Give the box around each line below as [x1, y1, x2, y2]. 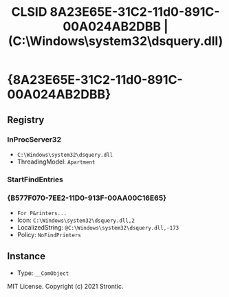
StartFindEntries [7, 175, 64, 184]
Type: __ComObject [17, 269, 69, 277]
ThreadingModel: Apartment [17, 157, 96, 166]
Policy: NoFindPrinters [17, 231, 81, 239]
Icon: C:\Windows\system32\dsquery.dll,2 [17, 216, 135, 224]
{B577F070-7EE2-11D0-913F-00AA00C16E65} [7, 193, 167, 203]
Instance [7, 250, 46, 262]
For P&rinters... [17, 210, 67, 217]
